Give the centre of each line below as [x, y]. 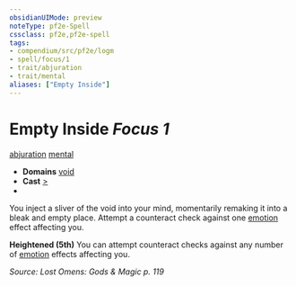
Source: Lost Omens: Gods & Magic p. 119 [87, 272]
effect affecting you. [47, 227]
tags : [19, 43]
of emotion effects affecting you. [70, 254]
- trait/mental [38, 76]
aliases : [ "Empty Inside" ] [60, 85]
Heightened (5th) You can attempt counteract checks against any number [147, 245]
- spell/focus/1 [39, 59]
